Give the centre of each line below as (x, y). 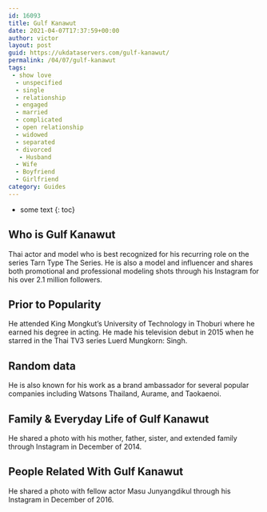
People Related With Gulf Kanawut (96, 472)
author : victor (34, 38)
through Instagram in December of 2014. (75, 446)
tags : (17, 68)
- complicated (39, 120)
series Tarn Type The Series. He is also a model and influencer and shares (131, 262)
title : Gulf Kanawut (43, 23)
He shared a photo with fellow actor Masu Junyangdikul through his (120, 491)
